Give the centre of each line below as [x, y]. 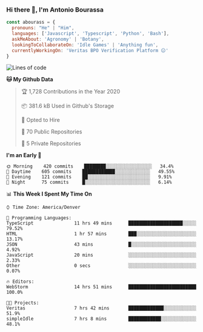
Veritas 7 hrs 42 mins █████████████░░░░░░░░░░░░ [101, 308]
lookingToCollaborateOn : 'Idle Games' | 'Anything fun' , [85, 45]
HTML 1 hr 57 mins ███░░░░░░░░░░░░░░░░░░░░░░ [101, 234]
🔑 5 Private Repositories [51, 144]
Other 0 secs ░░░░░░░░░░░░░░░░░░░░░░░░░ [101, 266]
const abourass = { [31, 22]
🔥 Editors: [20, 282]
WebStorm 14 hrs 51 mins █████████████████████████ [101, 287]
